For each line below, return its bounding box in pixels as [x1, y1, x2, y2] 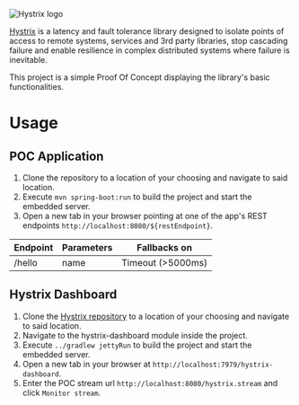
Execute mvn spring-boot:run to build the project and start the [22, 191, 253, 202]
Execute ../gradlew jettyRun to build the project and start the [22, 339, 253, 350]
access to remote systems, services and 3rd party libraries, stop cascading [9, 36, 288, 46]
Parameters [61, 242, 113, 253]
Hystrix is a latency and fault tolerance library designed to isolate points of [9, 26, 285, 36]
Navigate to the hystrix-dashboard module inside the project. [22, 330, 249, 340]
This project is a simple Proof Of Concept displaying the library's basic [9, 72, 271, 83]
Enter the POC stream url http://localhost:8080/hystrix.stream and [22, 377, 278, 388]
